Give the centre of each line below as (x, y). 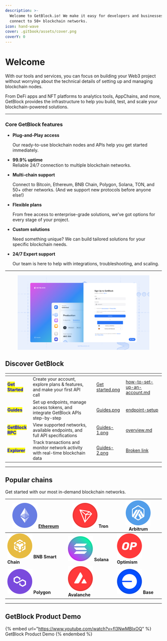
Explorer (16, 450)
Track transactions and (56, 442)
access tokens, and (52, 407)
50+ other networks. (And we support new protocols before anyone (82, 190)
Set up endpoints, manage (59, 402)
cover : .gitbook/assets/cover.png (41, 32)
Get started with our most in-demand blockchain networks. (66, 492)
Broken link (137, 450)
